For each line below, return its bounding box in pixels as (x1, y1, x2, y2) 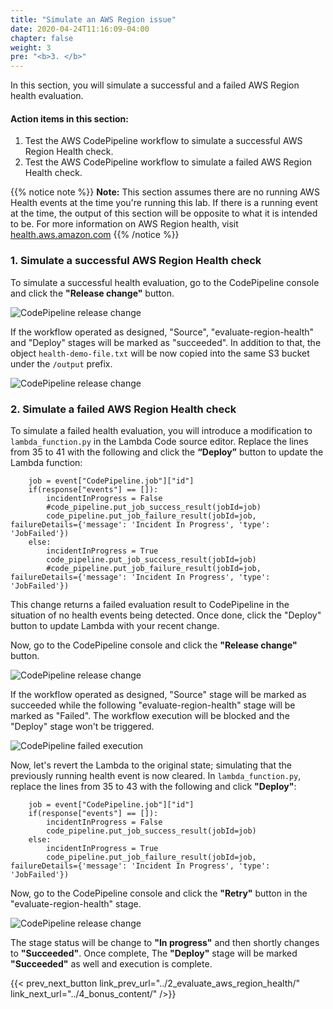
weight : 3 (10, 42, 52, 53)
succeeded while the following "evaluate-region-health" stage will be (10, 699, 296, 711)
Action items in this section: (10, 112, 129, 125)
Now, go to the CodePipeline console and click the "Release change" (10, 639, 298, 651)
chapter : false (10, 33, 74, 43)
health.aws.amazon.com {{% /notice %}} (10, 229, 180, 241)
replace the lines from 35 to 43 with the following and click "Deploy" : (10, 780, 297, 792)
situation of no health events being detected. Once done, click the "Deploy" (10, 609, 322, 621)
